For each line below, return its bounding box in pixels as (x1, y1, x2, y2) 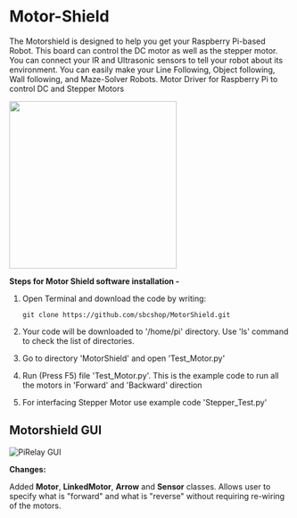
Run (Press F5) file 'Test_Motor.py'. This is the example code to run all (21, 370, 279, 380)
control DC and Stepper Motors (9, 83, 125, 94)
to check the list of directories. (21, 335, 136, 346)
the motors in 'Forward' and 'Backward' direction (21, 380, 202, 390)
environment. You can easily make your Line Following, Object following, (9, 64, 276, 75)
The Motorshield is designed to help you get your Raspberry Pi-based (9, 36, 266, 46)
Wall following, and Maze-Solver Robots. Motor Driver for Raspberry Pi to (9, 73, 278, 84)
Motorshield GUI (9, 422, 103, 439)
